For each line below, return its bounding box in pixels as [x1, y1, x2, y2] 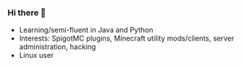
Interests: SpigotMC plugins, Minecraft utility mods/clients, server [18, 33, 235, 43]
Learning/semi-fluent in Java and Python [18, 25, 154, 35]
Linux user [18, 51, 54, 60]
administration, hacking [18, 42, 96, 52]
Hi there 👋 [7, 7, 47, 18]
